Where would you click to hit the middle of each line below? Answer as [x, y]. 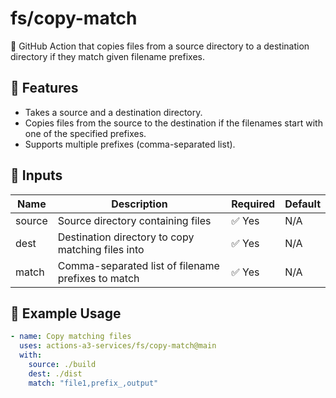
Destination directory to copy [126, 237]
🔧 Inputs [36, 175]
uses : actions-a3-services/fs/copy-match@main [118, 346]
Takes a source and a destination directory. [113, 112]
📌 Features [44, 88]
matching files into [101, 249]
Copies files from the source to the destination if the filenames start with [173, 123]
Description [139, 204]
